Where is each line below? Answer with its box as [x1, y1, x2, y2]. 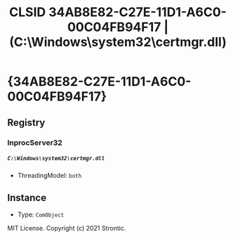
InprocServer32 [7, 138, 63, 148]
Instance [7, 191, 47, 204]
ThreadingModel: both [17, 172, 82, 180]
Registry [7, 117, 46, 129]
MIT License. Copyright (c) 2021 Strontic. [7, 224, 126, 233]
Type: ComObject [17, 210, 65, 219]
